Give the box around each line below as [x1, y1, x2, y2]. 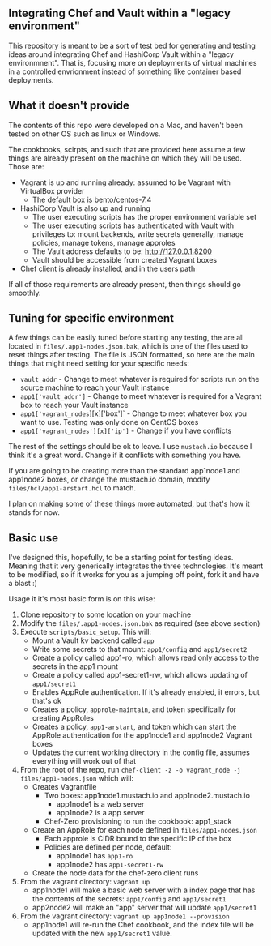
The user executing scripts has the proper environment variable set [32, 212, 257, 221]
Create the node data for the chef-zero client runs [32, 868, 199, 878]
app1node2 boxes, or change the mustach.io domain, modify [8, 474, 210, 485]
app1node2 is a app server [56, 808, 145, 818]
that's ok [32, 696, 62, 706]
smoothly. [8, 288, 42, 297]
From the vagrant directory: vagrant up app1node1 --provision [19, 911, 230, 921]
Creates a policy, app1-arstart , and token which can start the [32, 721, 237, 732]
